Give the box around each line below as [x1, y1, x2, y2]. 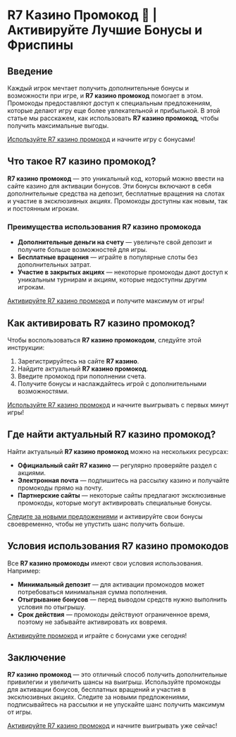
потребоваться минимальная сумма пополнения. [17, 587, 168, 596]
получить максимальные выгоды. [7, 121, 109, 130]
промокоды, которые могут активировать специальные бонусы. [17, 498, 213, 507]
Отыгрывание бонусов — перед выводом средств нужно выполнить [17, 595, 228, 604]
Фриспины [7, 37, 74, 53]
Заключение [7, 652, 66, 664]
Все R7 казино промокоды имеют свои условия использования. [7, 558, 203, 568]
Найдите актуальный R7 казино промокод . [17, 364, 149, 373]
